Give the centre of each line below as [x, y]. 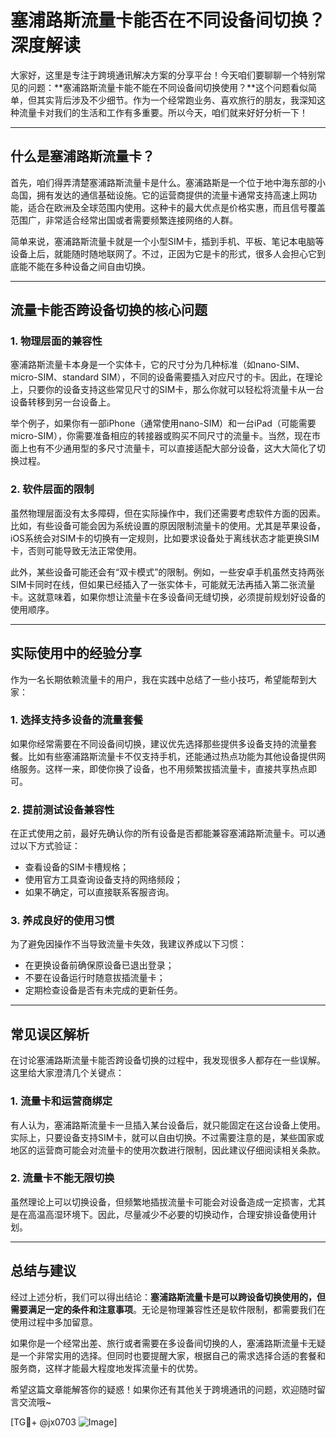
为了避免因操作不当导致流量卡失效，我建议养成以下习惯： [128, 944]
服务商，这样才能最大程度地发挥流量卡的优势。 [106, 1368]
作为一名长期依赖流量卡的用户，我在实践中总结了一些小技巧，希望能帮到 [159, 679]
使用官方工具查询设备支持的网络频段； [103, 880]
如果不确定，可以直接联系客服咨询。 [99, 892]
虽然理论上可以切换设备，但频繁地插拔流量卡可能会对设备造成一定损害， [159, 1202]
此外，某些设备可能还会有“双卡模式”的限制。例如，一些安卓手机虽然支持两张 [167, 572]
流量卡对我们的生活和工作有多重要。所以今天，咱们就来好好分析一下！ [163, 112]
